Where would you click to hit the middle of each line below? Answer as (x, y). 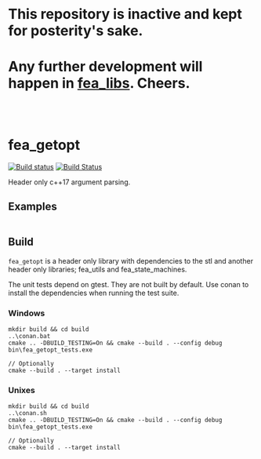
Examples (33, 207)
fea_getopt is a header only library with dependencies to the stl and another (130, 260)
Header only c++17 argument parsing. (69, 182)
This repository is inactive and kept (125, 15)
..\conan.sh (27, 413)
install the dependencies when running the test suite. (94, 293)
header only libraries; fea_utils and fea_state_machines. (98, 269)
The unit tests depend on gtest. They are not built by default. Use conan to (129, 284)
